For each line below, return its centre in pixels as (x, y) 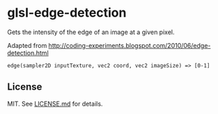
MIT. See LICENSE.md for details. (55, 104)
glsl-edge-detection (67, 13)
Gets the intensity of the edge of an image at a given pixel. (91, 32)
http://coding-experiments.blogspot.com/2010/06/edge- (130, 45)
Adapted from (27, 45)
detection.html (28, 53)
